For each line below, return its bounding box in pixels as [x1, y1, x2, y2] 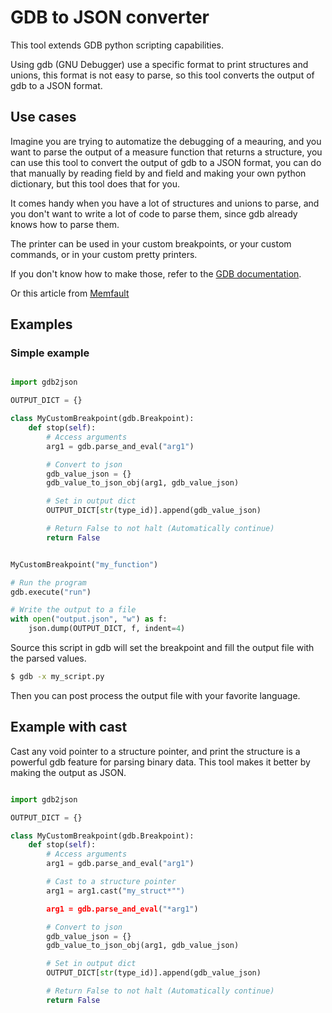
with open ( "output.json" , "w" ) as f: [10, 614, 168, 625]
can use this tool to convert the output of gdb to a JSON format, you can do [10, 156, 322, 168]
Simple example [10, 346, 90, 360]
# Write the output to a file [10, 605, 137, 615]
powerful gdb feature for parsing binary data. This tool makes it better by [10, 756, 311, 768]
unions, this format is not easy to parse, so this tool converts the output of [10, 69, 315, 81]
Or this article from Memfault [10, 287, 130, 299]
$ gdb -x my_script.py [10, 672, 105, 682]
